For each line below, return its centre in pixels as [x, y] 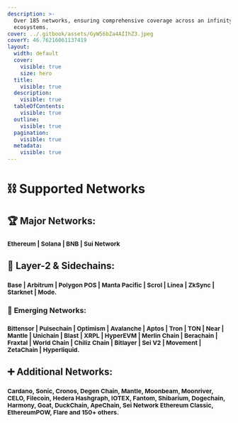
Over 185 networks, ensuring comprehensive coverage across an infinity [123, 21]
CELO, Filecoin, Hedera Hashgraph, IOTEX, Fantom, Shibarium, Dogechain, [116, 398]
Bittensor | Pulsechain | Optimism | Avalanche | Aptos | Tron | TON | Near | [116, 328]
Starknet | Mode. [32, 292]
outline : [27, 119]
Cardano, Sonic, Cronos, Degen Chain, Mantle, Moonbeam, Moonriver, [110, 391]
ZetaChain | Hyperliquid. [44, 350]
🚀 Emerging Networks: [47, 310]
